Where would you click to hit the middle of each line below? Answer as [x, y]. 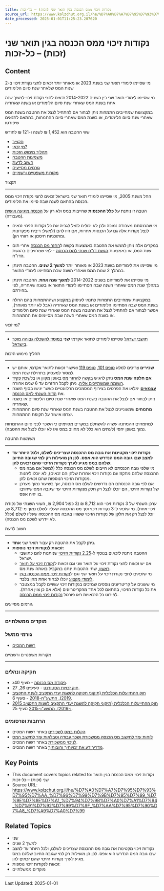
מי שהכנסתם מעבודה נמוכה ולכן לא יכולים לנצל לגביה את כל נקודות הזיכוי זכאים [85, 226]
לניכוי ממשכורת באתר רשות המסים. [45, 742]
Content [18, 71]
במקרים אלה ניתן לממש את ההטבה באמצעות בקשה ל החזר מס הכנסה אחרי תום [85, 245]
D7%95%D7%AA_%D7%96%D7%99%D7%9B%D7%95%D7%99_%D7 [84, 795]
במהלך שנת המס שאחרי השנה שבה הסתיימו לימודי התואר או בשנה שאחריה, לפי [85, 285]
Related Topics [28, 826]
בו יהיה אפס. [31, 494]
